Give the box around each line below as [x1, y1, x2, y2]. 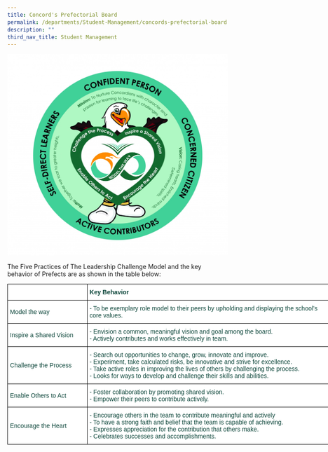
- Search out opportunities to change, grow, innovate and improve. [89, 351, 269, 359]
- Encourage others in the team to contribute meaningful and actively [89, 411, 275, 420]
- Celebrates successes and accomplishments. [89, 432, 217, 441]
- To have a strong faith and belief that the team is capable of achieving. [89, 418, 284, 427]
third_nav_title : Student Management [7, 34, 118, 41]
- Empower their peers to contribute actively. [89, 395, 209, 403]
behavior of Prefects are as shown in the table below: [7, 270, 161, 278]
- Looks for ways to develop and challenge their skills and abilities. [89, 372, 269, 380]
